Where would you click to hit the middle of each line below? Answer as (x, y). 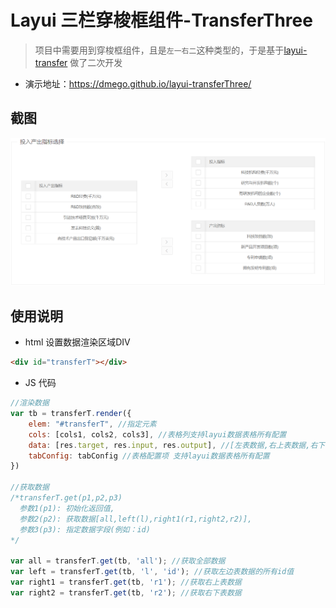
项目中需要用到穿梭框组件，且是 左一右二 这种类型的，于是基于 (159, 50)
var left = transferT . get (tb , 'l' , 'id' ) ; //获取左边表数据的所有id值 (152, 572)
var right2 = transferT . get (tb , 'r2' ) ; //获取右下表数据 (126, 592)
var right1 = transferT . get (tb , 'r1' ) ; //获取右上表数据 (126, 582)
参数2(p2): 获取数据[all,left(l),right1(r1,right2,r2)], (136, 519)
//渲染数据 (30, 403)
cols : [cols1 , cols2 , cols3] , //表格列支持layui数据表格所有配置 (157, 434)
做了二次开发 (96, 62)
